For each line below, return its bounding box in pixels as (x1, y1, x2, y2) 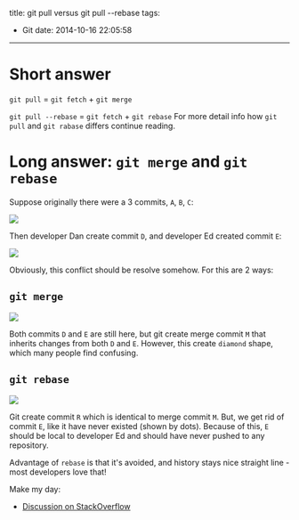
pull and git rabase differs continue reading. (9, 120, 176, 131)
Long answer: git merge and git (9, 151, 248, 172)
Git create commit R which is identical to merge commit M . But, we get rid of (9, 411, 285, 422)
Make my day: (9, 483, 61, 494)
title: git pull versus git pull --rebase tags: (9, 8, 160, 18)
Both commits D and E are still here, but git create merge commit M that (9, 329, 267, 339)
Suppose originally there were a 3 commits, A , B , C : (9, 196, 194, 207)
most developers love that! (9, 467, 107, 477)
